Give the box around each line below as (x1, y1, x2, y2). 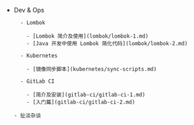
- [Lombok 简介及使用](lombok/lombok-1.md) (26, 33, 149, 40)
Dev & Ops (13, 6, 45, 14)
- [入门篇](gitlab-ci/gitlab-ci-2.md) (26, 99, 135, 106)
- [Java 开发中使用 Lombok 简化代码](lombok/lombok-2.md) (26, 40, 188, 47)
